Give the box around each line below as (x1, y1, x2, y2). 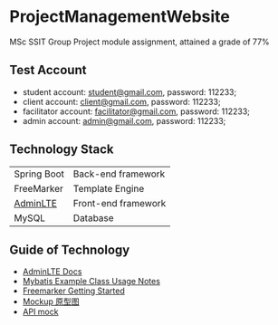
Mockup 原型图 (22, 296, 80, 307)
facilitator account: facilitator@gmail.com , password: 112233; (22, 106, 251, 117)
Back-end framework (72, 167, 166, 180)
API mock (22, 306, 59, 318)
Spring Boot (14, 167, 65, 180)
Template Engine (72, 182, 145, 195)
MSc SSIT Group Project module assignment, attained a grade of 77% (9, 36, 270, 47)
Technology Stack (9, 142, 114, 158)
